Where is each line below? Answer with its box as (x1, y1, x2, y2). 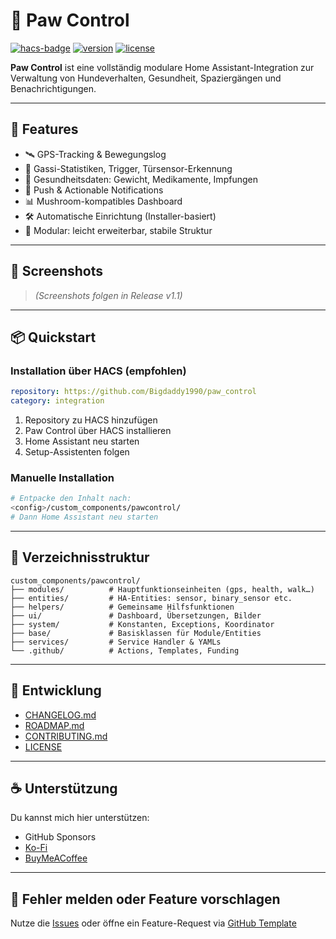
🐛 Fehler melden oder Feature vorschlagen (10, 890, 281, 908)
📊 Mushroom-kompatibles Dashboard (24, 195, 183, 207)
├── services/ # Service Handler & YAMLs (10, 637, 222, 647)
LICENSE (24, 740, 63, 753)
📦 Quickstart (10, 329, 97, 346)
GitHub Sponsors (24, 831, 97, 843)
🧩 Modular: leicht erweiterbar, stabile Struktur (24, 224, 213, 236)
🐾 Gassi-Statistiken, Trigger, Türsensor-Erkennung (24, 162, 233, 174)
